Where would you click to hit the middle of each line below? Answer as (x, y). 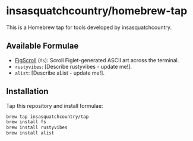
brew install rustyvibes (37, 128)
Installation (27, 92)
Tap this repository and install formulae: (55, 105)
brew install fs (26, 122)
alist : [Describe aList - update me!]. (60, 73)
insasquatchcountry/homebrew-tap (97, 11)
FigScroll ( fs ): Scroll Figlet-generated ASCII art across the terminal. (97, 60)
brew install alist (30, 133)
